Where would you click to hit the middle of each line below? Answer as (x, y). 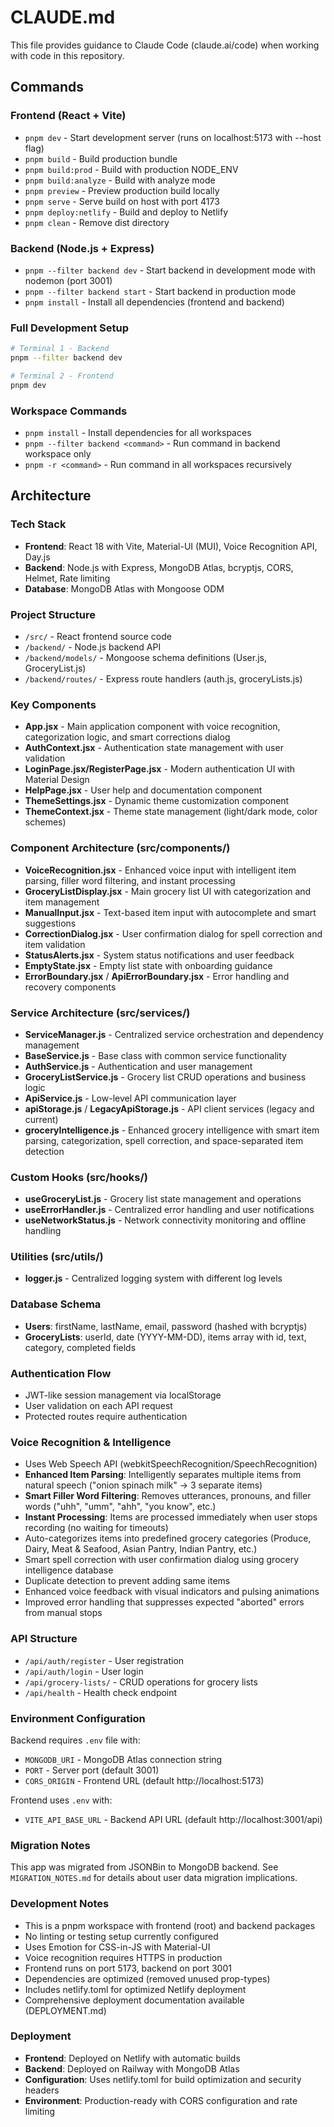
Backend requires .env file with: (75, 1740)
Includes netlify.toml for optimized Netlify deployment (135, 1989)
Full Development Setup (69, 328)
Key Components (53, 704)
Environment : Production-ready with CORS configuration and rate (161, 2100)
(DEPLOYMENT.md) (65, 2010)
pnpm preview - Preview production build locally (122, 190)
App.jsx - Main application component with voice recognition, (152, 727)
